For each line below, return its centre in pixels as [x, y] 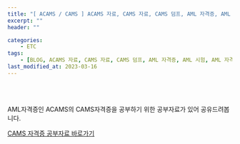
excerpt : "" [25, 21]
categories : [25, 40]
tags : [15, 53]
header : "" [24, 27]
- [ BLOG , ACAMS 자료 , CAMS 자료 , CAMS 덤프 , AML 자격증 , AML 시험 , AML [121, 60]
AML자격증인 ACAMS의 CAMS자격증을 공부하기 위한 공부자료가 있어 [103, 109]
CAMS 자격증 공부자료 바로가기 [51, 133]
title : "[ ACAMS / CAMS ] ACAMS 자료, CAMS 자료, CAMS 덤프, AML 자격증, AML [119, 14]
